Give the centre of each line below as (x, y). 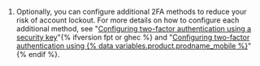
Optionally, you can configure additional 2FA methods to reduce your (131, 12)
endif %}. (44, 54)
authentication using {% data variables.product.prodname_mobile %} (132, 46)
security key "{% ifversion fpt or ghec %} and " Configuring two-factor (133, 37)
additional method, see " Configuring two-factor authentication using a (134, 29)
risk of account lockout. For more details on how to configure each (128, 20)
